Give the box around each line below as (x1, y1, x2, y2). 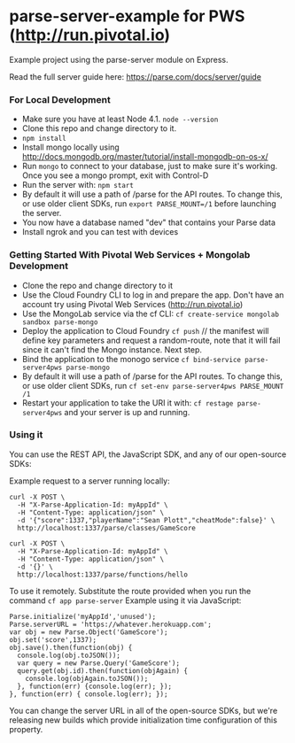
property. (9, 724, 43, 734)
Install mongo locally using (21, 142, 120, 152)
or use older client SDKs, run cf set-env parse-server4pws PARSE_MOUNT (21, 380, 284, 391)
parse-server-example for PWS (9, 6, 245, 27)
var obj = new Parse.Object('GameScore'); (9, 627, 168, 637)
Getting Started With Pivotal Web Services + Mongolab (9, 249, 251, 261)
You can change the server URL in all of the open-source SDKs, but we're (9, 705, 278, 716)
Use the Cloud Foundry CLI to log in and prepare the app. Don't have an (21, 290, 284, 300)
